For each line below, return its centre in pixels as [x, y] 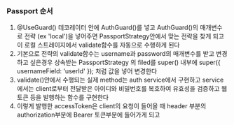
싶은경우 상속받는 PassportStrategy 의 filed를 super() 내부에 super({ [125, 62]
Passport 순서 [30, 10]
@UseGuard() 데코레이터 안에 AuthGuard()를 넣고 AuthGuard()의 [108, 28]
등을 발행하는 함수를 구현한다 [69, 97]
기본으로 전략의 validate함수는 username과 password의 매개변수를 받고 [116, 54]
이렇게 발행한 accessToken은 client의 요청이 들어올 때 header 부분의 [111, 106]
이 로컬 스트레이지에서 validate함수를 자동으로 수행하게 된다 [98, 45]
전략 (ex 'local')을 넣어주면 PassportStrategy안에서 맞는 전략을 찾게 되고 [124, 36]
